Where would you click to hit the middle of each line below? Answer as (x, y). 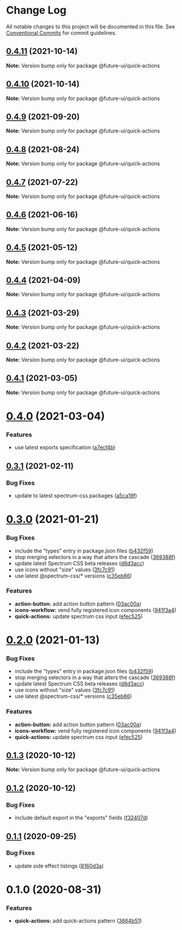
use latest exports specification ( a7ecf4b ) (65, 448)
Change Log (36, 10)
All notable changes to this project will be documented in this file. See (91, 27)
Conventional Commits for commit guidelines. (61, 32)
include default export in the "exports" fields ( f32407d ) (81, 818)
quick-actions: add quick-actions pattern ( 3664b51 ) (78, 921)
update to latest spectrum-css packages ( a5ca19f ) (76, 496)
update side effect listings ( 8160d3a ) (59, 866)
